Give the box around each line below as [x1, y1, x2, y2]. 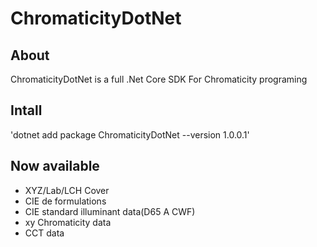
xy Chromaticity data [24, 216, 112, 228]
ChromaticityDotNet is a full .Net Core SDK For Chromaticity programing [10, 73, 308, 85]
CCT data [24, 227, 65, 239]
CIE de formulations [24, 195, 107, 207]
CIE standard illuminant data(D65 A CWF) [24, 205, 196, 217]
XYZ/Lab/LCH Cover [24, 184, 110, 196]
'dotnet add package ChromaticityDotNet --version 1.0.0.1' [10, 128, 250, 141]
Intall [10, 102, 43, 119]
